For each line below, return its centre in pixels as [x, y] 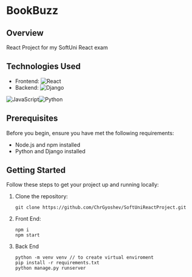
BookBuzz [32, 11]
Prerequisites [32, 118]
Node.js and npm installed [48, 145]
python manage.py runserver [50, 268]
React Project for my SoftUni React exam [57, 47]
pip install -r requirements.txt [57, 263]
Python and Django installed [50, 151]
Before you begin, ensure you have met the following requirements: [90, 133]
